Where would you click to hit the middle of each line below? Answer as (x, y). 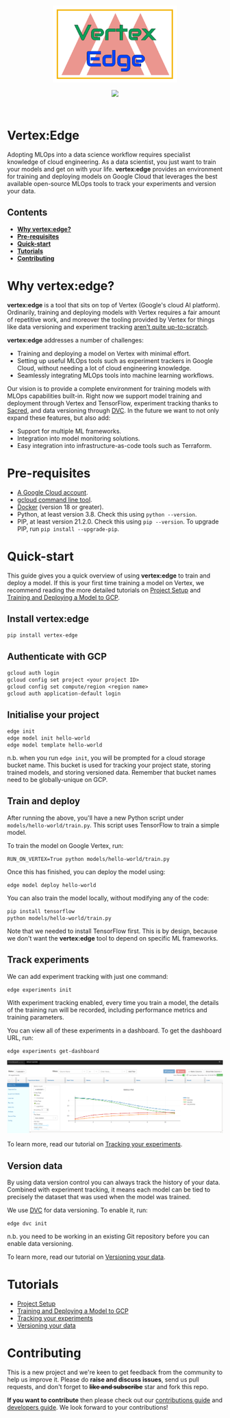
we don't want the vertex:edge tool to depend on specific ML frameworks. (113, 938)
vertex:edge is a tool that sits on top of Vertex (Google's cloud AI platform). (114, 305)
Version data (35, 1166)
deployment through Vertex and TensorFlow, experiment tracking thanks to (113, 403)
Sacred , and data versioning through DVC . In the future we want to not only (113, 410)
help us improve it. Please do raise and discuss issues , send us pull (103, 1380)
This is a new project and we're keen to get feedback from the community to (115, 1372)
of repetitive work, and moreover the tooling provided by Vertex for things (111, 319)
